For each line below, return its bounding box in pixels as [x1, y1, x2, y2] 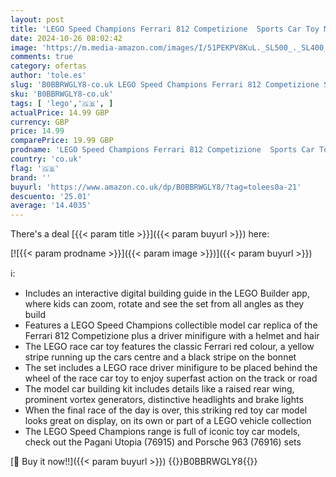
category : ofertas [10, 61, 87, 71]
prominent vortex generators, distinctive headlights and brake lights [24, 394, 304, 406]
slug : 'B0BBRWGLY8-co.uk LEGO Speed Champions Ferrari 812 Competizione [10, 80, 320, 90]
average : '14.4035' [10, 201, 92, 211]
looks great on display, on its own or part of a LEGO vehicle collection [24, 415, 312, 427]
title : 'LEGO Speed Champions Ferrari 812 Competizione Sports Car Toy [10, 24, 320, 34]
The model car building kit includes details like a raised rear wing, [24, 383, 295, 395]
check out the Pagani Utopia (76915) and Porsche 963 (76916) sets [24, 436, 302, 448]
